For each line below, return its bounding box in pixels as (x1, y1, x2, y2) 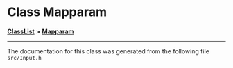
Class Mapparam (7, 4, 107, 20)
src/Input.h (7, 54, 42, 61)
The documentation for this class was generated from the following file (7, 46, 210, 56)
